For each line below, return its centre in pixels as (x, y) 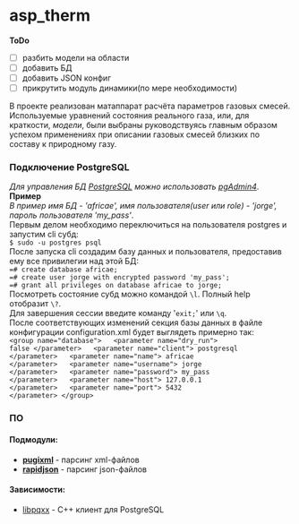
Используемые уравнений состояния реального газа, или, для (129, 116)
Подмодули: (34, 439)
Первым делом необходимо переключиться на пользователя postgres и (148, 225)
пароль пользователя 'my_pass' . (72, 215)
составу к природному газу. (63, 144)
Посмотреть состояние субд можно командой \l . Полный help (130, 294)
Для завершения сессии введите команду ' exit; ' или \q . (118, 314)
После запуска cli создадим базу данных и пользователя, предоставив (145, 252)
